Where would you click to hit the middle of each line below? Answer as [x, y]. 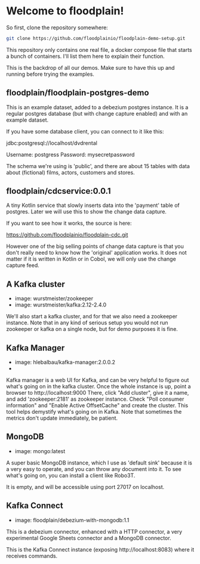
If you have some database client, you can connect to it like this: [85, 131]
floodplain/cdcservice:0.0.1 [59, 191]
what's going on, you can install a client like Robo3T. [71, 475]
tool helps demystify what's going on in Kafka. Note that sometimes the [94, 412]
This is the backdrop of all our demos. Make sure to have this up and [90, 67]
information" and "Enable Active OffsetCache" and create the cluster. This [97, 405]
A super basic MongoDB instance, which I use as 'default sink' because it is [99, 463]
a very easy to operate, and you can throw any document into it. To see [94, 469]
